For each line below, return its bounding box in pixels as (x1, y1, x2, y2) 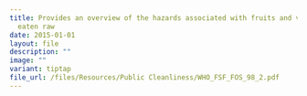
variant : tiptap (9, 65, 71, 74)
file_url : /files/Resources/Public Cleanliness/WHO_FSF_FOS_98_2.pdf (9, 73, 281, 82)
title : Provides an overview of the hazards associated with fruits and (9, 13, 292, 23)
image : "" (9, 56, 48, 65)
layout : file (9, 38, 59, 48)
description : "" (9, 48, 71, 57)
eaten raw (17, 22, 55, 31)
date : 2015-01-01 (9, 30, 76, 39)
